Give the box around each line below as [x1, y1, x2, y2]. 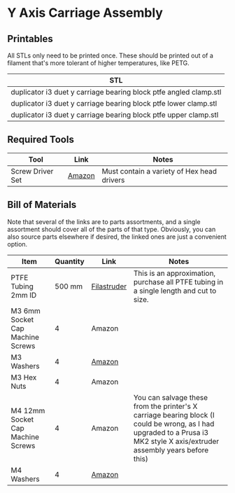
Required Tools [7, 134, 75, 146]
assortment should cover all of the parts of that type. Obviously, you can [7, 225, 216, 233]
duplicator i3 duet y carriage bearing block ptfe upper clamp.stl [10, 110, 219, 120]
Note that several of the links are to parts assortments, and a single [7, 217, 201, 225]
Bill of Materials [7, 199, 77, 211]
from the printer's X [133, 401, 198, 411]
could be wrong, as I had [133, 419, 215, 429]
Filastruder [91, 282, 127, 291]
